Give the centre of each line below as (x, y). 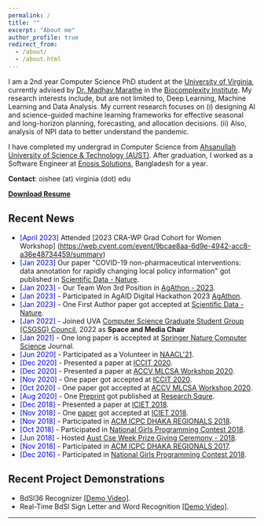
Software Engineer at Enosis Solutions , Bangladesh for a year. (108, 163)
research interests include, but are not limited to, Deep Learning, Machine (127, 98)
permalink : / (29, 15)
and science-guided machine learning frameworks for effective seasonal (126, 115)
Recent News (41, 219)
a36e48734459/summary (61, 254)
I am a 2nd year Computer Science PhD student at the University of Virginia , (131, 81)
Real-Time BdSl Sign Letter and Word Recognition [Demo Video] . (124, 506)
